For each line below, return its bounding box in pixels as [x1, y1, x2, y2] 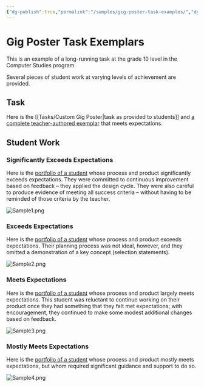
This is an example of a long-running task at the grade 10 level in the [6, 55, 177, 62]
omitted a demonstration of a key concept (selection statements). [6, 249, 170, 256]
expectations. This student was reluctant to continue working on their [6, 295, 180, 303]
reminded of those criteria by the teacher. [6, 195, 110, 203]
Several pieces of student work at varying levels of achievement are [6, 73, 176, 81]
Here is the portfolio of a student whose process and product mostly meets [6, 355, 194, 363]
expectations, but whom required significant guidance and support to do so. [6, 362, 197, 369]
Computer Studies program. [6, 61, 76, 69]
